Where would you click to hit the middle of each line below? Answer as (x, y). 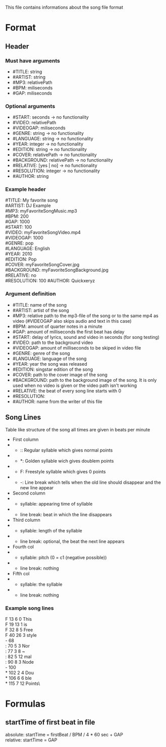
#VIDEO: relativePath (34, 123)
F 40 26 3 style (21, 635)
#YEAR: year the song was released (50, 364)
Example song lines (30, 608)
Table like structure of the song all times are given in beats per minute (78, 429)
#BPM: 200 (17, 216)
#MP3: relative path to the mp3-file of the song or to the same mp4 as (86, 316)
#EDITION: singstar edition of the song (53, 369)
